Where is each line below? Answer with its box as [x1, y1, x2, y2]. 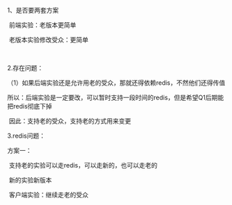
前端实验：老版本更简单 [8, 21, 77, 29]
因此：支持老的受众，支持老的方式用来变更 [8, 117, 131, 125]
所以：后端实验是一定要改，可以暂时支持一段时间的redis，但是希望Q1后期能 [7, 93, 224, 101]
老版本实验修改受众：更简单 [8, 35, 88, 44]
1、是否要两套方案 [7, 6, 59, 14]
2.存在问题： [7, 64, 44, 72]
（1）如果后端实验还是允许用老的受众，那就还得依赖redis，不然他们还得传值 [7, 79, 226, 87]
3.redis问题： [7, 131, 45, 140]
